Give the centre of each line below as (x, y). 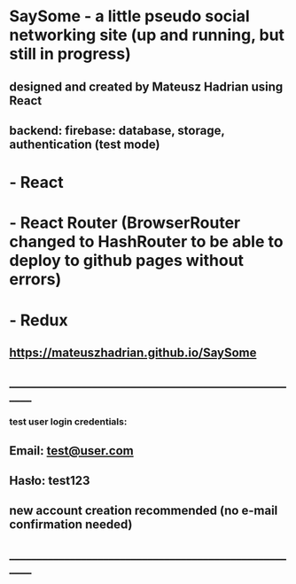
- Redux (39, 320)
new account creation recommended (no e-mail (144, 511)
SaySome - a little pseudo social (129, 16)
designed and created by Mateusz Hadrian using (146, 86)
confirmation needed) (71, 525)
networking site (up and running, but (147, 35)
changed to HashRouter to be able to (146, 242)
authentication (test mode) (85, 144)
